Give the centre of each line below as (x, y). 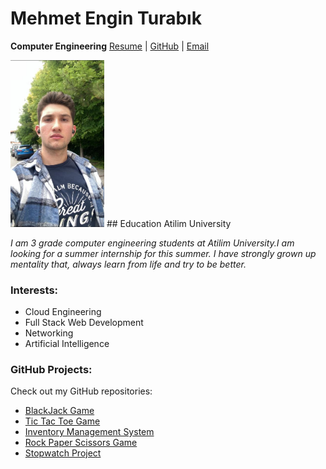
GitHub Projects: (51, 369)
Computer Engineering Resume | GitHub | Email (110, 46)
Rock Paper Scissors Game (81, 443)
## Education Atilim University (169, 223)
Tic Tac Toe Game (62, 421)
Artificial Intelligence (67, 344)
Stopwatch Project (63, 453)
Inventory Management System (89, 432)
